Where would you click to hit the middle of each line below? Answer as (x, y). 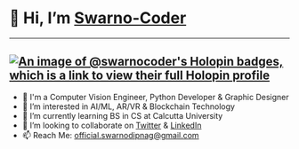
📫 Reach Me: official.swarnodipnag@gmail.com (110, 135)
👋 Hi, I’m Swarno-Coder (98, 18)
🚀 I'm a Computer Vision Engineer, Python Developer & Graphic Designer (155, 97)
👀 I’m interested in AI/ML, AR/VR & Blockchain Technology (129, 106)
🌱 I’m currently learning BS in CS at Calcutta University (122, 115)
